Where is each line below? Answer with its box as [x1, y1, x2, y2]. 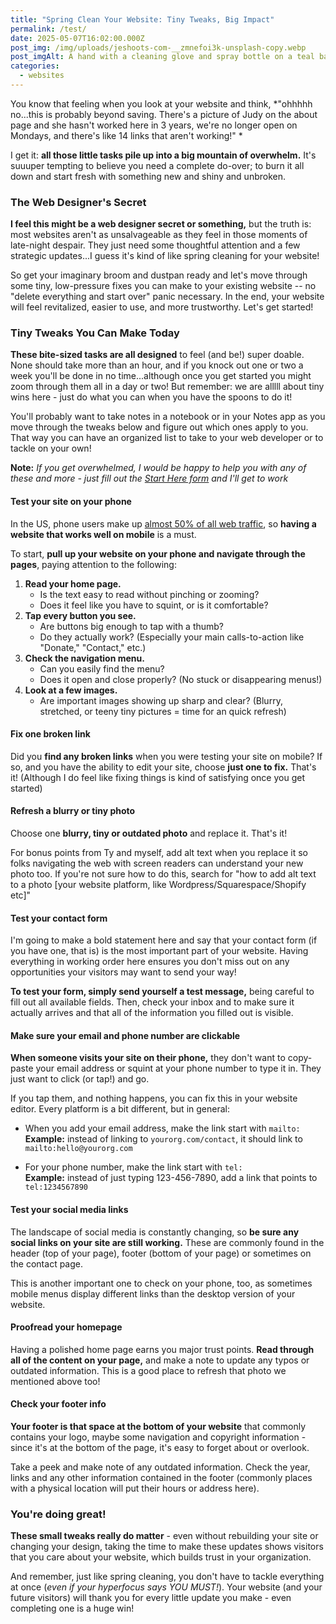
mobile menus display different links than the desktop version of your [10, 1287, 296, 1300]
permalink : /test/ [10, 24, 87, 34]
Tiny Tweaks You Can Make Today [10, 326, 180, 340]
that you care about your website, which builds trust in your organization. [10, 1551, 312, 1563]
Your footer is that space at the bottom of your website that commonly [10, 1421, 307, 1433]
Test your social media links [10, 1204, 129, 1216]
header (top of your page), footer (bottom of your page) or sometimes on [10, 1247, 312, 1259]
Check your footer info [10, 1398, 107, 1410]
